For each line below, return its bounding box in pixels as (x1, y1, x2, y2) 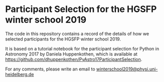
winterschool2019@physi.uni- (96, 66, 158, 72)
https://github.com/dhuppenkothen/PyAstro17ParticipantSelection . (5, 56, 142, 62)
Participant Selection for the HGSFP (5, 3, 157, 15)
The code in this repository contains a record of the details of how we (5, 30, 149, 36)
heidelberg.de (5, 71, 34, 77)
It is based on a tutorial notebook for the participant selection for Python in (5, 45, 159, 51)
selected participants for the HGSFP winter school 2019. (5, 36, 121, 42)
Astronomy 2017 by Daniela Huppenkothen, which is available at (5, 51, 138, 57)
